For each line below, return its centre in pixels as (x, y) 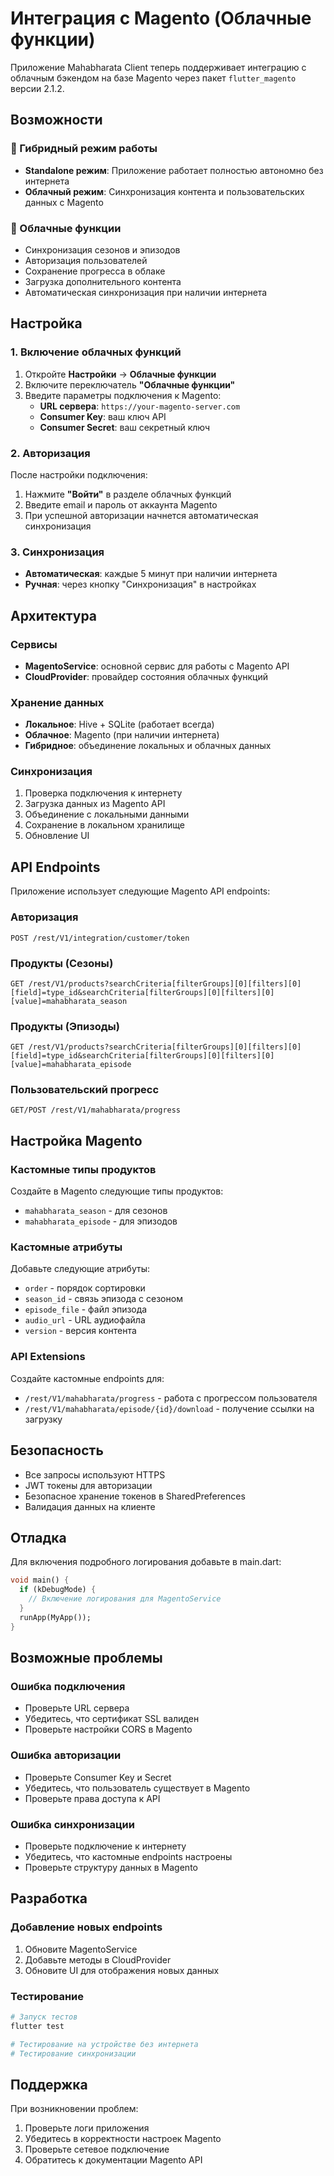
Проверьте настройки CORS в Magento (108, 1729)
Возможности (56, 120)
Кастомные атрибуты (66, 1247)
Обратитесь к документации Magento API (113, 2160)
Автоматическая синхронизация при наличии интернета (146, 292)
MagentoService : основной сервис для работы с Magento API (157, 666)
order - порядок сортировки (85, 1288)
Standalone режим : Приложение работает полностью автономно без (174, 170)
